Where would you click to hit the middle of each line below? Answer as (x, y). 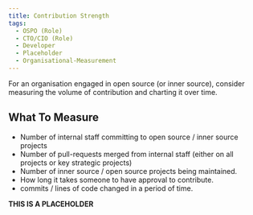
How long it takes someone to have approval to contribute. (117, 180)
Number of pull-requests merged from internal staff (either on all (127, 154)
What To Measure (53, 118)
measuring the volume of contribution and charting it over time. (113, 92)
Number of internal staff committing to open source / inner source (129, 137)
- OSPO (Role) (39, 31)
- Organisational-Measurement (66, 61)
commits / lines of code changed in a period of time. (106, 188)
